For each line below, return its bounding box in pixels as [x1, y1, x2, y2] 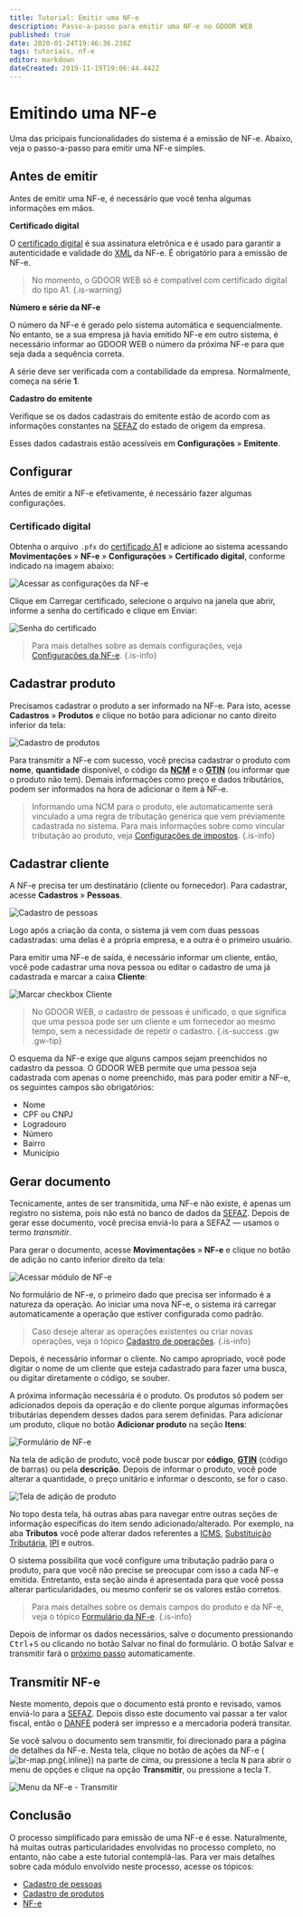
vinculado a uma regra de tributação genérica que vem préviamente [31, 811, 286, 822]
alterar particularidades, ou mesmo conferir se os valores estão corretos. [9, 1584, 282, 1595]
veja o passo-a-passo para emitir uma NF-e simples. [9, 142, 206, 153]
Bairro [22, 1138, 46, 1149]
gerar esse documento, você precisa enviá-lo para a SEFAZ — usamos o [9, 1217, 279, 1229]
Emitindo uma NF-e [9, 103, 157, 123]
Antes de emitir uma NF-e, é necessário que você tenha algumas [9, 192, 251, 204]
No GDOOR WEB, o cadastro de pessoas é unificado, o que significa [31, 1007, 287, 1017]
